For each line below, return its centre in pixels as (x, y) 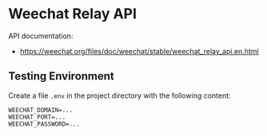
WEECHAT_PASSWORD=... (44, 124)
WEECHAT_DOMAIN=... (41, 110)
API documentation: (41, 36)
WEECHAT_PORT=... (37, 117)
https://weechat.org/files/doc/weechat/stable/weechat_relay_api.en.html (139, 51)
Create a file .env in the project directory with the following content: (120, 95)
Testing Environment (61, 76)
